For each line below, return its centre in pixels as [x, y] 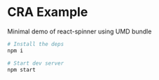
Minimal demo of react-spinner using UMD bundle [79, 31]
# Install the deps [36, 44]
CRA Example [48, 12]
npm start [22, 70]
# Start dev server [36, 63]
